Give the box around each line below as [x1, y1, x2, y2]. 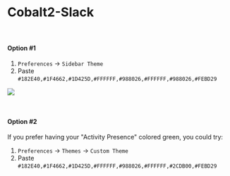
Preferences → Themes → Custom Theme [17, 146, 128, 155]
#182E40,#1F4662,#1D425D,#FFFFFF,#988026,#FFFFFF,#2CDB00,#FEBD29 [17, 163, 217, 170]
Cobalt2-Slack [7, 4, 94, 20]
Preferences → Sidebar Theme [17, 59, 104, 68]
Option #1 [7, 44, 37, 52]
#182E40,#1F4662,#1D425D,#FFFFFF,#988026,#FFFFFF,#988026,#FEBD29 [17, 75, 217, 83]
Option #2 [7, 117, 37, 125]
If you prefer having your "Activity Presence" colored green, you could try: [7, 133, 224, 142]
